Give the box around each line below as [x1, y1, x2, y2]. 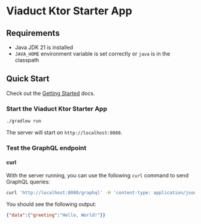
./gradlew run [6, 118, 42, 124]
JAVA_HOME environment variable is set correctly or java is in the [14, 50, 170, 57]
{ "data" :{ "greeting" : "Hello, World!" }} [6, 212, 106, 218]
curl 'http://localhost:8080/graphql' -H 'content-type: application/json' [6, 190, 199, 196]
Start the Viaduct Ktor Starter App [6, 105, 108, 113]
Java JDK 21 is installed [14, 44, 74, 51]
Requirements [6, 28, 60, 38]
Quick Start [6, 73, 50, 84]
